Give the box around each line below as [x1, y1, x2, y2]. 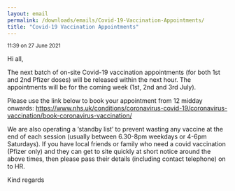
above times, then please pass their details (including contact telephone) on [7, 155, 226, 163]
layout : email [7, 10, 49, 17]
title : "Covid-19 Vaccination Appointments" [7, 23, 139, 30]
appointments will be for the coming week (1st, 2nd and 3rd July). [7, 83, 197, 92]
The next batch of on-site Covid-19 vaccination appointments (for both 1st [7, 68, 220, 77]
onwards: [7, 104, 35, 113]
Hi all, [7, 55, 24, 63]
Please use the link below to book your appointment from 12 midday [7, 97, 203, 105]
